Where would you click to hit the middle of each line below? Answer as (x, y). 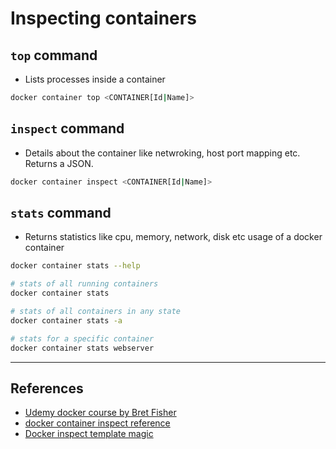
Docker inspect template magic (89, 434)
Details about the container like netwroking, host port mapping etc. (162, 153)
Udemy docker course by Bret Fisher (100, 413)
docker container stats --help (75, 266)
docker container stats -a (66, 320)
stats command (61, 212)
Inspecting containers (103, 18)
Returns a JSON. (59, 163)
